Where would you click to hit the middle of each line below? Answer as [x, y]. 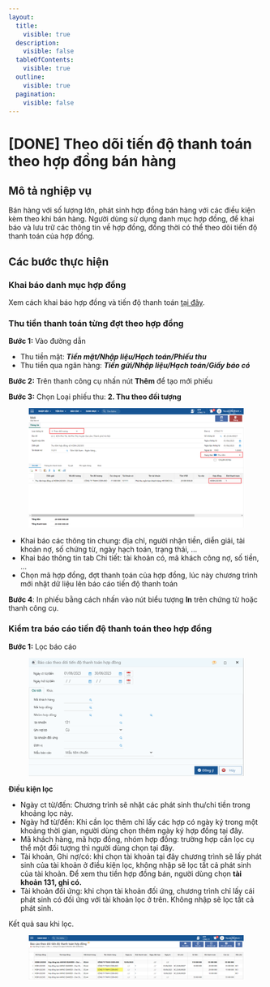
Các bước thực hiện [59, 262]
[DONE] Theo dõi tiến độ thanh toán [131, 144]
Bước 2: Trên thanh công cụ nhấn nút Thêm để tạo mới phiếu [111, 381]
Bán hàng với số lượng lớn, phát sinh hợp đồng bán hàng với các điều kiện [132, 210]
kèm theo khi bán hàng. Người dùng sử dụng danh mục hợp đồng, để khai [131, 219]
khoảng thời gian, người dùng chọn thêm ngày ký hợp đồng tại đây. [132, 830]
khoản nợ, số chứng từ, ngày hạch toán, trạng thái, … [109, 549]
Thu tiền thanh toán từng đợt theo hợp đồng [96, 323]
